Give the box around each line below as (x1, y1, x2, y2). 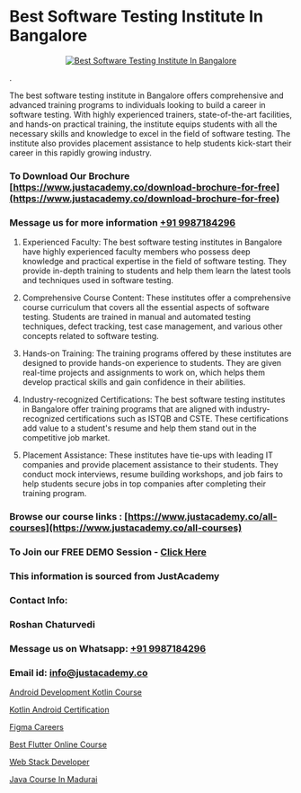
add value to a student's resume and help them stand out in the (22, 423, 258, 433)
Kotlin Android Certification (9, 704, 110, 715)
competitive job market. (22, 432, 111, 443)
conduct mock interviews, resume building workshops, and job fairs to (22, 469, 283, 480)
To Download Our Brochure (9, 169, 130, 182)
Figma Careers (9, 721, 65, 732)
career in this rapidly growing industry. (9, 147, 153, 158)
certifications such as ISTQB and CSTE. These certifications (66, 414, 289, 424)
